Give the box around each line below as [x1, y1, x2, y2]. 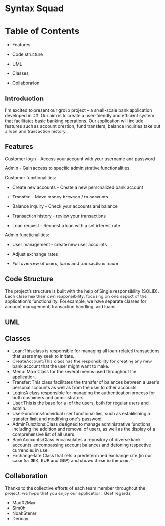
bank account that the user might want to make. [12, 363, 110, 369]
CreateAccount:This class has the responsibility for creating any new [12, 358, 152, 364]
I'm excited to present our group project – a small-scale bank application [5, 107, 152, 113]
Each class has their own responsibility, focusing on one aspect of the [5, 293, 147, 299]
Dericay [12, 515, 29, 521]
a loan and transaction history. [5, 128, 66, 134]
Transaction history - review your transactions [12, 213, 106, 219]
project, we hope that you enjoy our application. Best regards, [5, 490, 132, 496]
